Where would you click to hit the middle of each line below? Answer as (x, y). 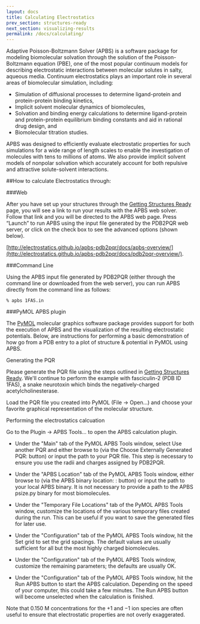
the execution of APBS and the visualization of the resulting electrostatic (95, 330)
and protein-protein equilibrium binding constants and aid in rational (99, 120)
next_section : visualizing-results (50, 28)
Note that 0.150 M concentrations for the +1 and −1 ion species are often (95, 608)
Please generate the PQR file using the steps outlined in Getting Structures (98, 372)
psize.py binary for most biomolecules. (63, 493)
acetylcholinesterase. (33, 391)
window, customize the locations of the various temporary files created (102, 511)
